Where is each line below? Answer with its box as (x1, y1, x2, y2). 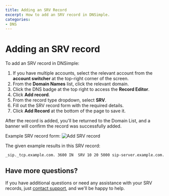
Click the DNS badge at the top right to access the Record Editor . (12, 86, 150, 92)
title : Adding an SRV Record (5, 7, 67, 13)
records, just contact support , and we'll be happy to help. (5, 185, 125, 191)
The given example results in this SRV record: (5, 143, 100, 149)
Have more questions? (5, 166, 78, 175)
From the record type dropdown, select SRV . (12, 97, 107, 103)
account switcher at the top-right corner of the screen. (12, 76, 129, 82)
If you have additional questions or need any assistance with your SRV (5, 180, 152, 186)
